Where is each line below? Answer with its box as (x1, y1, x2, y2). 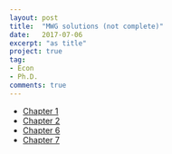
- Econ (9, 64, 34, 73)
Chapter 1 (22, 105, 59, 116)
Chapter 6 (22, 124, 61, 136)
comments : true (9, 81, 67, 90)
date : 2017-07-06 (9, 30, 83, 39)
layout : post (9, 13, 59, 23)
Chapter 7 (22, 134, 61, 145)
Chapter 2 (22, 115, 61, 126)
